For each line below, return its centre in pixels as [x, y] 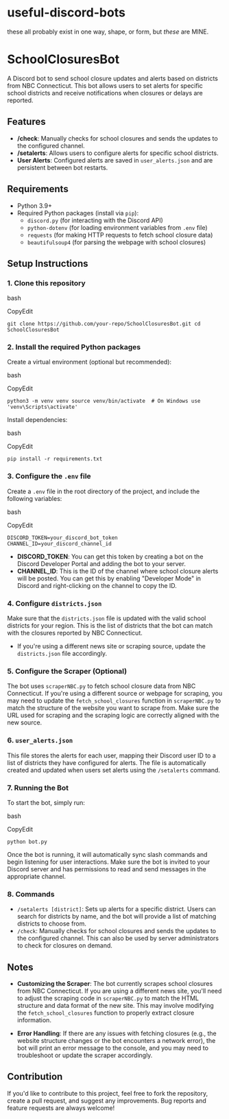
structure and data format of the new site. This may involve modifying [115, 1006]
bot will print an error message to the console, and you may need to [113, 1048]
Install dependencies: [37, 420]
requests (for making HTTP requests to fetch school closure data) [120, 235]
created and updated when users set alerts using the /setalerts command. [114, 770]
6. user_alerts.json [40, 740]
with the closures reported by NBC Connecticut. [75, 633]
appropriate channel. [37, 876]
